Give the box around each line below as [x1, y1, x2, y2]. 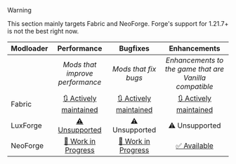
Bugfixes [119, 43, 150, 53]
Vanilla [183, 73, 206, 83]
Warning [7, 6, 32, 14]
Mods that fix [112, 64, 157, 74]
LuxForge [11, 121, 42, 130]
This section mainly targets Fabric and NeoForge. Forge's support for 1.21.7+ [7, 20, 229, 27]
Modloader [11, 43, 48, 53]
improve [66, 69, 93, 78]
